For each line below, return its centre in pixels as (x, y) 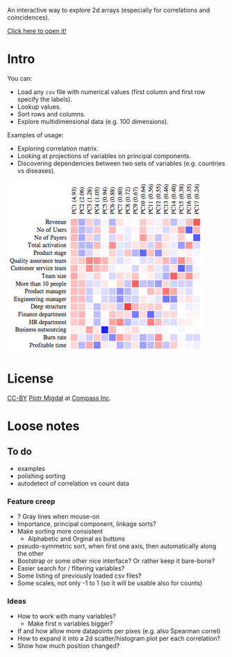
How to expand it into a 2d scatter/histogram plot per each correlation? (119, 639)
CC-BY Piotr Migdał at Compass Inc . (59, 398)
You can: (20, 78)
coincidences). (28, 17)
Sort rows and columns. (51, 114)
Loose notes (43, 426)
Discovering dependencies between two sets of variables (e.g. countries (121, 163)
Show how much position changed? (68, 646)
